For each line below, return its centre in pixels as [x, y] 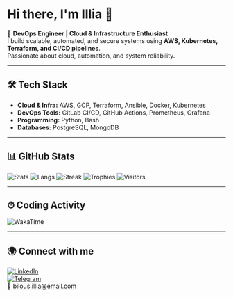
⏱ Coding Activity [46, 205]
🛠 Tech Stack [37, 85]
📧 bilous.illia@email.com [42, 286]
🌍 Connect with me [51, 251]
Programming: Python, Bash [58, 120]
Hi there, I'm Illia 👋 [60, 14]
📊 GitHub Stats [41, 157]
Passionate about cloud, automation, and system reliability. [91, 56]
